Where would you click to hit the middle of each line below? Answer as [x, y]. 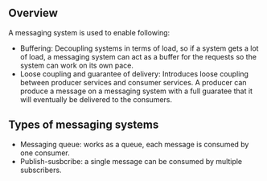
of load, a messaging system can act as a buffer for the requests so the [138, 56]
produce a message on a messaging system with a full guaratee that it [136, 91]
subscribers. [41, 170]
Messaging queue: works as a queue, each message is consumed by [134, 144]
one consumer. [45, 153]
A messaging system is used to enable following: [89, 32]
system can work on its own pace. [77, 65]
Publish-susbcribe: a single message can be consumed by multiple [131, 161]
